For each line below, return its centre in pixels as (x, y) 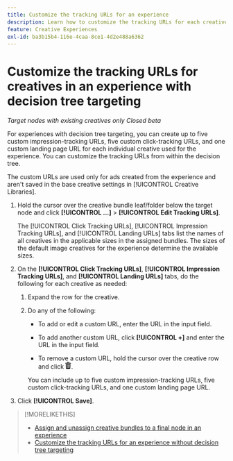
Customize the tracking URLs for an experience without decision (127, 443)
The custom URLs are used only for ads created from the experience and (112, 177)
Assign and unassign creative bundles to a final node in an (118, 428)
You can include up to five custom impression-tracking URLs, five (121, 380)
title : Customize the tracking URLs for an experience (88, 15)
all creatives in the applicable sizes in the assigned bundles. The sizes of (121, 241)
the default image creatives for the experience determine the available (118, 248)
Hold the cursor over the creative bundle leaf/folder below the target (115, 206)
